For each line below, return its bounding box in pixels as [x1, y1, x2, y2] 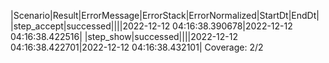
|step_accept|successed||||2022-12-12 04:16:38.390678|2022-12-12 [10, 20, 293, 32]
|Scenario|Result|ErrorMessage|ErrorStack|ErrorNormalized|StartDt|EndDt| [10, 10, 320, 21]
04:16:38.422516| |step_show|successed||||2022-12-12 [10, 31, 239, 42]
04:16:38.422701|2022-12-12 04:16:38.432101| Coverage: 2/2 [10, 41, 264, 53]
